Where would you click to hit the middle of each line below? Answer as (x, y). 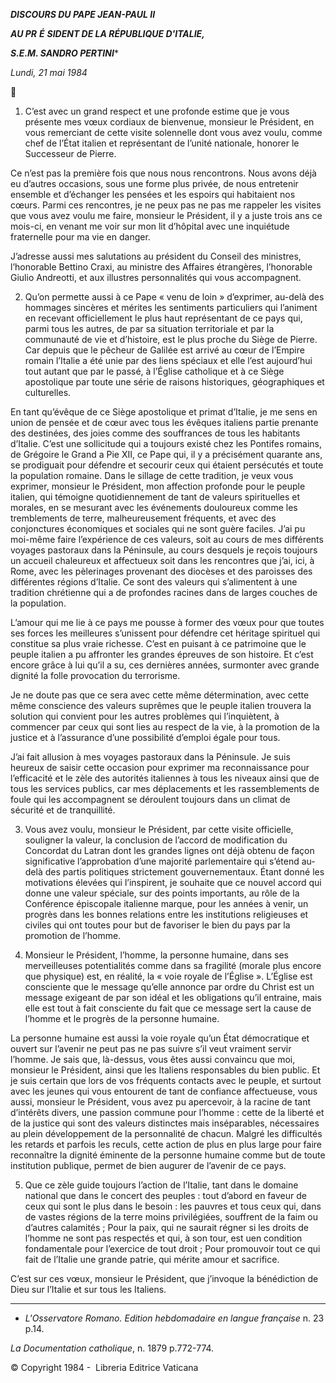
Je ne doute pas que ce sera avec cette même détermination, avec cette (160, 695)
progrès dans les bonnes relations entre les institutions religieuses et (166, 914)
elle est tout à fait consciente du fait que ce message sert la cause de (168, 1008)
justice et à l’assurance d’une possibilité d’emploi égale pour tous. (145, 737)
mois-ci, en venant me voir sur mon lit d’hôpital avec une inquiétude (150, 226)
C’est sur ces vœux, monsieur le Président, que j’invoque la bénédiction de (164, 1278)
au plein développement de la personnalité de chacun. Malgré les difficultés (166, 1133)
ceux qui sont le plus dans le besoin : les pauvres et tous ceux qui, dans (173, 1206)
